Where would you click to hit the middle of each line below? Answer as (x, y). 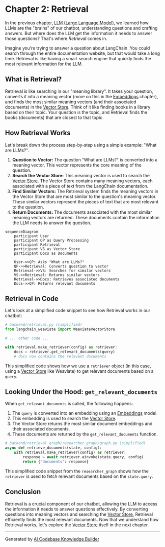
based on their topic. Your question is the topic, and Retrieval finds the (76, 112)
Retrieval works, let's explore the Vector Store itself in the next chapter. (77, 525)
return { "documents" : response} (56, 462)
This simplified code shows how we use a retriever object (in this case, (78, 366)
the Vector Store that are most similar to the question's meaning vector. (84, 196)
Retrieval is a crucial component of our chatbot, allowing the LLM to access (81, 504)
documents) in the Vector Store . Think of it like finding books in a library (78, 107)
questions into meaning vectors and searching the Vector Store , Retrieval (79, 514)
